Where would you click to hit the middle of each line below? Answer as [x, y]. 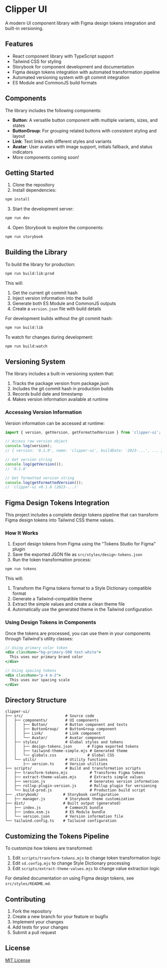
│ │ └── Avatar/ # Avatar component [55, 738]
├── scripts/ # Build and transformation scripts [73, 768]
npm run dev [17, 218]
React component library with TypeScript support [63, 56]
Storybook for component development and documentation [73, 66]
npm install [17, 199]
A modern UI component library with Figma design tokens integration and [80, 23]
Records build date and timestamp [47, 394]
